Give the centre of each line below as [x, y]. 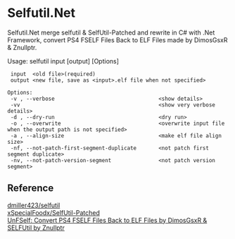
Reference [31, 188]
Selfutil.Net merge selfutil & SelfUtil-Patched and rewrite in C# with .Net [111, 32]
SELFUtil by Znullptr [36, 228]
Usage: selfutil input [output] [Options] [63, 61]
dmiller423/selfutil [34, 205]
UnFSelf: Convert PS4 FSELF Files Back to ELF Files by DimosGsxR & [107, 220]
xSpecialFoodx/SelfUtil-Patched [53, 212]
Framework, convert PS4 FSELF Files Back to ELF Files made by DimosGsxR [118, 39]
